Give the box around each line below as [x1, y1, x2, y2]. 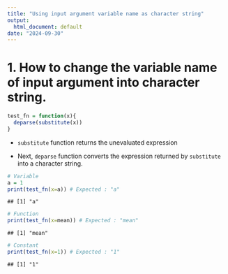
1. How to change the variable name [7, 60, 218, 75]
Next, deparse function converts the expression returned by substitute [17, 152, 221, 160]
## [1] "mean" [7, 230, 49, 237]
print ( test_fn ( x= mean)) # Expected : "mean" [7, 217, 139, 224]
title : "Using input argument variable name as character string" [7, 10, 204, 17]
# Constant [7, 242, 39, 249]
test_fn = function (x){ [7, 113, 77, 120]
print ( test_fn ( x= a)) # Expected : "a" [7, 186, 120, 193]
